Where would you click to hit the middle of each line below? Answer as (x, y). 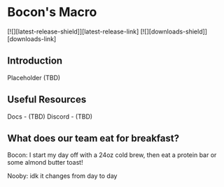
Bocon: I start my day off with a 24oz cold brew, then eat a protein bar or (112, 155)
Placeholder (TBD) (34, 77)
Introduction (35, 61)
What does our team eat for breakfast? (93, 138)
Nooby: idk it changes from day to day (62, 176)
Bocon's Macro (52, 12)
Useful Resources (47, 99)
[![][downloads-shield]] (174, 31)
